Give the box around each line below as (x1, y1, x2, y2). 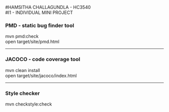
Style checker (5, 89, 40, 96)
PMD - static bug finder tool (5, 22, 74, 29)
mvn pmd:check (5, 33, 39, 39)
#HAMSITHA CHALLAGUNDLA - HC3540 (5, 4, 91, 10)
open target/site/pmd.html (5, 38, 59, 44)
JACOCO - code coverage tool (5, 56, 80, 63)
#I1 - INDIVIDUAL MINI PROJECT (5, 9, 73, 15)
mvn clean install (5, 67, 40, 73)
